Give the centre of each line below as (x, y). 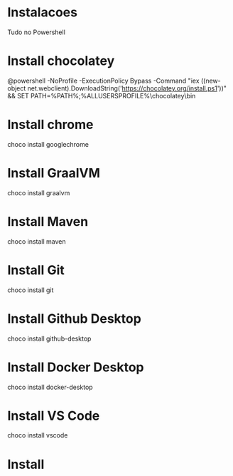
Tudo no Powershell (37, 32)
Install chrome (50, 125)
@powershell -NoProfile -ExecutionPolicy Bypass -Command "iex (104, 81)
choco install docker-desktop (50, 387)
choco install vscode (38, 435)
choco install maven (37, 241)
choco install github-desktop (49, 338)
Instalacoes (43, 12)
